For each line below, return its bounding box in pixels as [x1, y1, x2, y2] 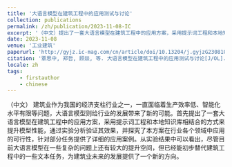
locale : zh [7, 61, 39, 68]
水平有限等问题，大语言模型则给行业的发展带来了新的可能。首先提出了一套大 [7, 109, 225, 117]
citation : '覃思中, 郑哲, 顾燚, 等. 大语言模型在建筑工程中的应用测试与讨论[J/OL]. [7, 55, 226, 62]
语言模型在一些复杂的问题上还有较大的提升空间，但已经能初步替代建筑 [19, 144, 219, 152]
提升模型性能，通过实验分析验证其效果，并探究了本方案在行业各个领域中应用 [7, 126, 225, 135]
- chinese [19, 81, 48, 88]
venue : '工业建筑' [7, 42, 57, 49]
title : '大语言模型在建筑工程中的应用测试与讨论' [7, 10, 133, 17]
